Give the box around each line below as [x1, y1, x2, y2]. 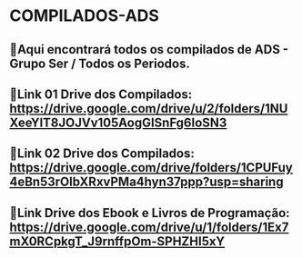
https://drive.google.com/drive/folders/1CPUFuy [9, 160, 293, 175]
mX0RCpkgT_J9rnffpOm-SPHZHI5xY [9, 233, 226, 249]
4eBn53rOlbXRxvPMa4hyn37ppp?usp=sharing [9, 174, 284, 190]
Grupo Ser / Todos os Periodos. [9, 55, 191, 71]
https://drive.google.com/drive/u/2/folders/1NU [9, 101, 288, 116]
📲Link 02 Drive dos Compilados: [9, 146, 196, 162]
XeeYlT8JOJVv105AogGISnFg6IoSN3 [9, 114, 227, 130]
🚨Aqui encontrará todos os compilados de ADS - [9, 42, 289, 57]
